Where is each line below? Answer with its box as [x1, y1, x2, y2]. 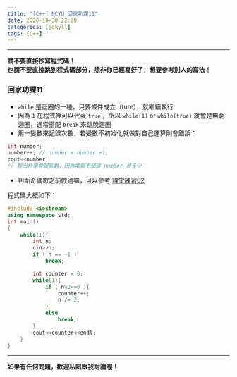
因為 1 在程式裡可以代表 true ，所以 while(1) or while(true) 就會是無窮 [17, 111, 225, 120]
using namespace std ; [7, 211, 71, 218]
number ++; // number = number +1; [7, 149, 109, 156]
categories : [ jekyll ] [7, 23, 71, 30]
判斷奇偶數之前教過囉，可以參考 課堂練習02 [17, 176, 145, 185]
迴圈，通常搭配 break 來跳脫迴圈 [17, 120, 111, 128]
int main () [7, 218, 39, 225]
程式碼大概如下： [7, 191, 57, 199]
